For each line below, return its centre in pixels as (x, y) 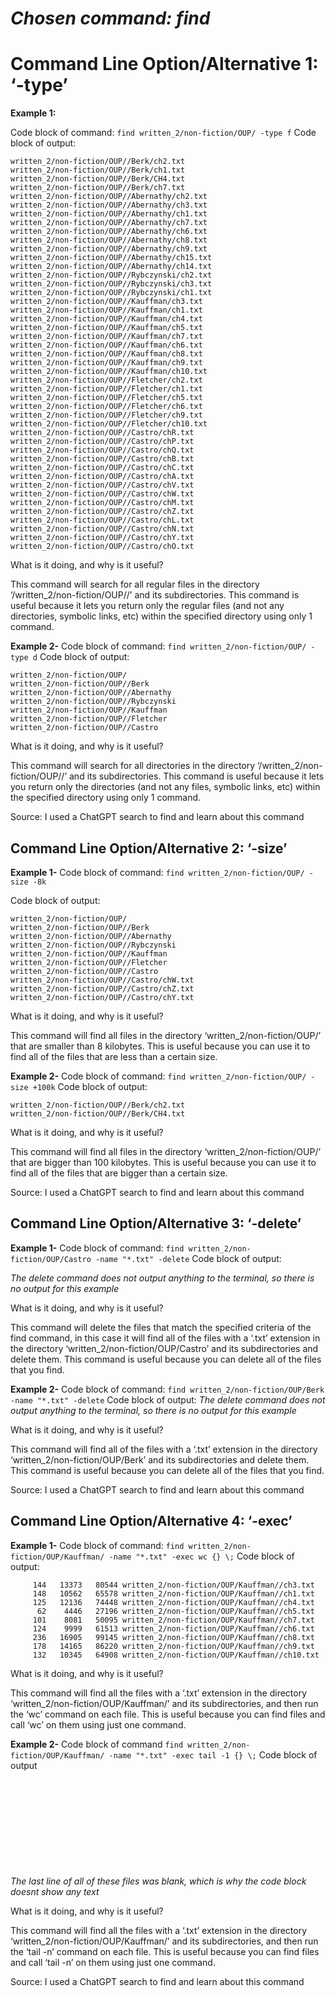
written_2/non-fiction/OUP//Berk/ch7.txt (98, 188)
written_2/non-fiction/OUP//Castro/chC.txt (102, 468)
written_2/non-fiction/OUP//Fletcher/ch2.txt (106, 380)
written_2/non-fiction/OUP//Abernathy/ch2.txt (109, 197)
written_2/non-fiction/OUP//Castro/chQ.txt (102, 450)
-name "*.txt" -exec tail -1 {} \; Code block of (213, 1754)
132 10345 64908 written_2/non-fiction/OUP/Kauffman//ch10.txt (176, 1655)
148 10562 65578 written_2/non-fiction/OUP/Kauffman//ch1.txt (173, 1593)
